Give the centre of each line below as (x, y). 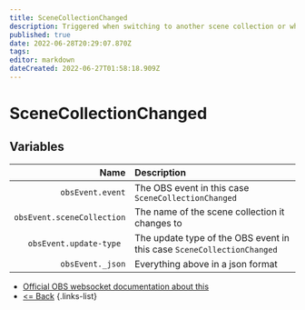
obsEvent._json (93, 264)
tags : (20, 52)
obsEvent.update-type (74, 243)
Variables (37, 147)
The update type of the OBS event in (212, 237)
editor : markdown (42, 60)
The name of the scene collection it (210, 212)
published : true (40, 35)
